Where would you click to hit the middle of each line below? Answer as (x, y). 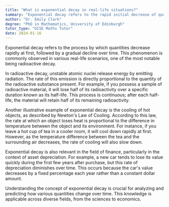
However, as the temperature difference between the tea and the (72, 137)
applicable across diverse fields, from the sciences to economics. (73, 199)
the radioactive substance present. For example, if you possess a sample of (84, 84)
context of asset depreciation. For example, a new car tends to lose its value (84, 157)
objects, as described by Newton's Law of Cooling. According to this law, (81, 115)
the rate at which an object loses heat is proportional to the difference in (80, 121)
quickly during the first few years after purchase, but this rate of (71, 162)
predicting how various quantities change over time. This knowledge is (78, 194)
